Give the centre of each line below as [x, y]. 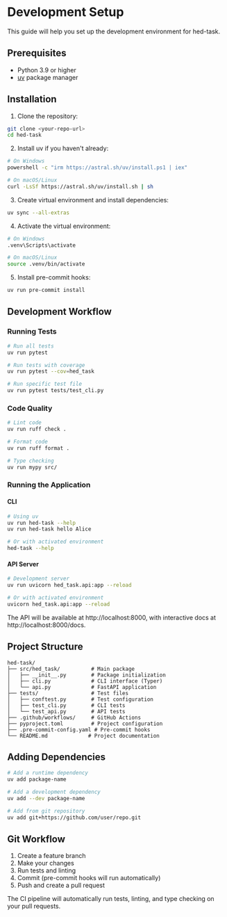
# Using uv [23, 516]
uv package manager [48, 77]
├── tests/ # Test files [68, 693]
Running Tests [32, 332]
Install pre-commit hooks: [54, 277]
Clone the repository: [48, 116]
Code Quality [30, 408]
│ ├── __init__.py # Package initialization [87, 675]
